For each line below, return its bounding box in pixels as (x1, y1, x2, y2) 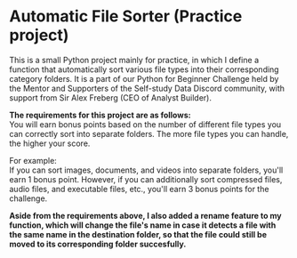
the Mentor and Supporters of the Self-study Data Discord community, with (9, 83, 285, 93)
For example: (9, 155, 58, 165)
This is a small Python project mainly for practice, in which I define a (9, 54, 260, 65)
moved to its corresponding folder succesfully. (9, 238, 187, 249)
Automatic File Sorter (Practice (9, 6, 243, 27)
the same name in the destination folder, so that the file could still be (9, 229, 268, 239)
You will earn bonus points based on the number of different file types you (9, 118, 282, 130)
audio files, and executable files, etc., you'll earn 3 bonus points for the (9, 183, 269, 194)
